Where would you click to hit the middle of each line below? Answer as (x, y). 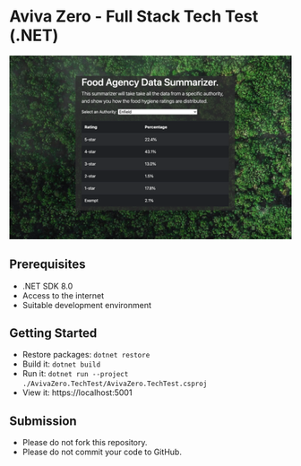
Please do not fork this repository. (85, 443)
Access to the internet (63, 295)
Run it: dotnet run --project (75, 374)
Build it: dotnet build (61, 364)
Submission (43, 421)
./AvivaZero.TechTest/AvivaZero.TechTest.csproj (115, 384)
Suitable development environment (87, 305)
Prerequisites (47, 265)
